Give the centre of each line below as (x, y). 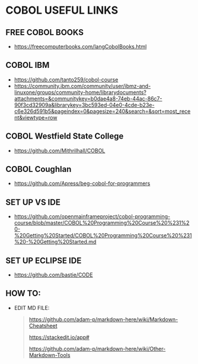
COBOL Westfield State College (65, 136)
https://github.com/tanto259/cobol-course (66, 79)
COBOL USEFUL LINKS (62, 10)
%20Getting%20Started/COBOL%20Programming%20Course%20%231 (103, 236)
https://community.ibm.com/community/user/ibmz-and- (82, 86)
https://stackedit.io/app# (59, 337)
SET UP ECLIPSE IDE (44, 260)
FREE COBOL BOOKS (45, 32)
